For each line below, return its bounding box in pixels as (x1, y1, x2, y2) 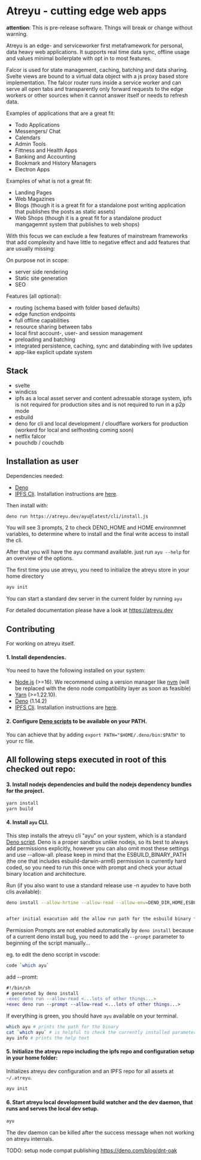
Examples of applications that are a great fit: (6, 109, 115, 117)
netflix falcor (14, 433, 46, 440)
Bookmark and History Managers (14, 159, 97, 166)
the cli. (6, 537, 23, 544)
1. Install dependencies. (6, 653, 67, 660)
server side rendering (14, 268, 69, 275)
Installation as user (6, 456, 79, 467)
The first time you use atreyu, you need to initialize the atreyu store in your (6, 567, 190, 574)
